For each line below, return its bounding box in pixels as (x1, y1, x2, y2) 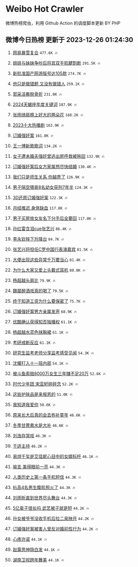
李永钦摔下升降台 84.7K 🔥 (12, 236, 64, 242)
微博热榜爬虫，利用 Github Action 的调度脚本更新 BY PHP (5, 20, 121, 26)
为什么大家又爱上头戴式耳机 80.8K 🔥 (12, 267, 86, 273)
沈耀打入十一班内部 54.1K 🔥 (12, 360, 69, 366)
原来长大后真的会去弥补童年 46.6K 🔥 (12, 412, 86, 417)
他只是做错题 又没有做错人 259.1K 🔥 (12, 80, 85, 86)
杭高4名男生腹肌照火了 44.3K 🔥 (12, 484, 76, 490)
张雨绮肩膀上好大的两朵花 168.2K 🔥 (12, 112, 83, 117)
